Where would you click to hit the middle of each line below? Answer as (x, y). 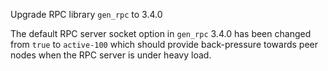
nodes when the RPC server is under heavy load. (111, 55)
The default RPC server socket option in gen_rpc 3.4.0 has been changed (161, 33)
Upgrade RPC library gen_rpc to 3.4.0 (86, 14)
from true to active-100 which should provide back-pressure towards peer (164, 44)
